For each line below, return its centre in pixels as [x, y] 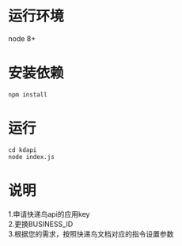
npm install [28, 95]
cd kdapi [23, 150]
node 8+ [22, 38]
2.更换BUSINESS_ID [41, 224]
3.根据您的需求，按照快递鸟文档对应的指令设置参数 [91, 233]
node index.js [32, 157]
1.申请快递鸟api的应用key [49, 214]
